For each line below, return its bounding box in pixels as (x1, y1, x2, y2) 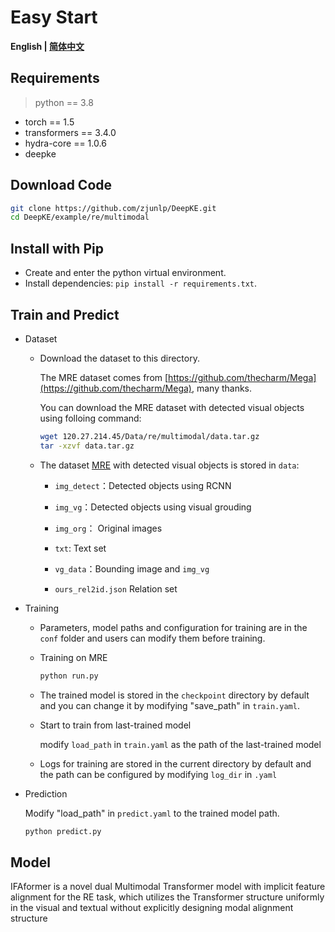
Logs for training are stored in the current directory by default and (39, 757, 312, 770)
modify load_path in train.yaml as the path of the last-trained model (39, 738, 322, 750)
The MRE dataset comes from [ (39, 371, 169, 383)
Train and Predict (10, 306, 120, 323)
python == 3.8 (34, 96, 94, 108)
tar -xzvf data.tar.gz (39, 441, 135, 451)
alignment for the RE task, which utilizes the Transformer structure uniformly (10, 891, 325, 903)
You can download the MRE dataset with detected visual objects (39, 401, 305, 413)
